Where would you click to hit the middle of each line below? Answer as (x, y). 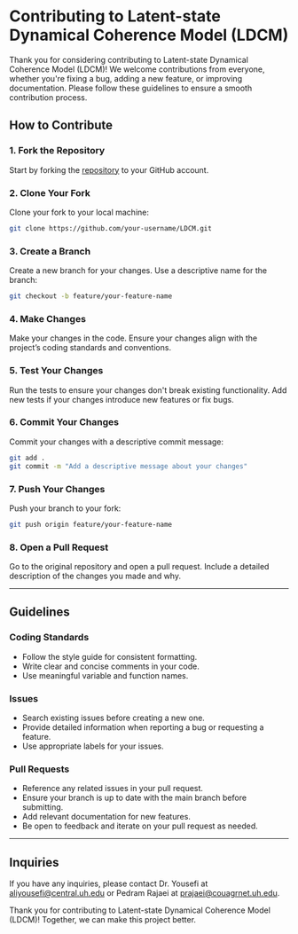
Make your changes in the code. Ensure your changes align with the (133, 338)
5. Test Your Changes (56, 371)
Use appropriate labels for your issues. (93, 746)
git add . (27, 458)
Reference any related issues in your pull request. (113, 789)
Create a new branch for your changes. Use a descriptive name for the (138, 271)
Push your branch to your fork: (65, 508)
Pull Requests (39, 769)
